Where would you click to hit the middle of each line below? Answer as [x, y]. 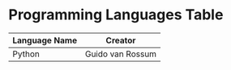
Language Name [45, 40]
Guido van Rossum [120, 54]
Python [26, 54]
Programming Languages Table [116, 15]
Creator [121, 40]
